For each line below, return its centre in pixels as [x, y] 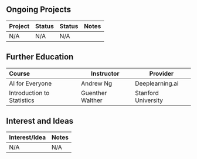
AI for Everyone [30, 83]
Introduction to [29, 93]
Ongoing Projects [39, 10]
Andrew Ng [97, 83]
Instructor [105, 73]
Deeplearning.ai [157, 83]
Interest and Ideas [40, 121]
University [149, 100]
